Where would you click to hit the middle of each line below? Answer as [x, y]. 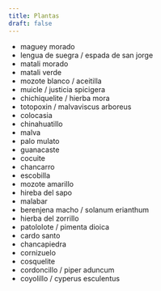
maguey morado [47, 46]
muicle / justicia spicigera [63, 89]
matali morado [44, 63]
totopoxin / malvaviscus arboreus [76, 107]
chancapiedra [43, 244]
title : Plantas [34, 16]
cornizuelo [38, 252]
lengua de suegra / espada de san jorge [87, 55]
